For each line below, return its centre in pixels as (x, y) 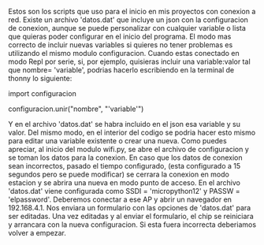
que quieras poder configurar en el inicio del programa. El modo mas (120, 36)
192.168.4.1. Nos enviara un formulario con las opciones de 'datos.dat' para (130, 208)
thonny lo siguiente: (40, 78)
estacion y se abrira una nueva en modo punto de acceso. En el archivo (124, 183)
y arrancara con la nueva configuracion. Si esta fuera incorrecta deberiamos (132, 225)
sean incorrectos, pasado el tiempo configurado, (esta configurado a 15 (125, 166)
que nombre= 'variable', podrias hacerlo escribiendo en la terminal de (121, 70)
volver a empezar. (37, 233)
